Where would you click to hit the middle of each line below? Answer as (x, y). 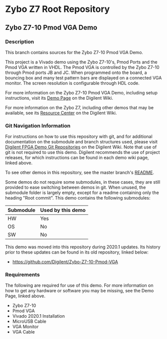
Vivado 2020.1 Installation (39, 316)
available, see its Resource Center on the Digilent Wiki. (61, 113)
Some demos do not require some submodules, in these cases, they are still (83, 182)
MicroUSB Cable (29, 322)
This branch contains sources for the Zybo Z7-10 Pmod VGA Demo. (74, 52)
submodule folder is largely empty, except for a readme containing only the (82, 193)
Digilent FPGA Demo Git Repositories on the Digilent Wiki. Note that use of (81, 147)
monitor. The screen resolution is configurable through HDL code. (73, 83)
